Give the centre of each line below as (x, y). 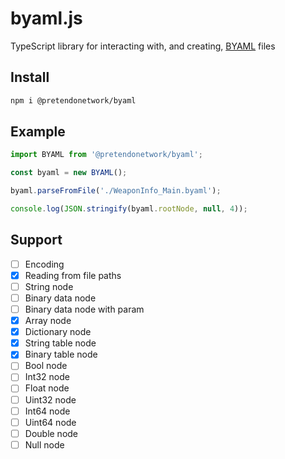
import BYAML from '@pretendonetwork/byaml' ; (106, 155)
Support (36, 240)
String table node (60, 343)
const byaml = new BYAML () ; (69, 173)
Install (30, 77)
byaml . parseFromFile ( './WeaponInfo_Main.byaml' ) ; (116, 191)
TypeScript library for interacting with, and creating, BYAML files (143, 46)
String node (49, 286)
